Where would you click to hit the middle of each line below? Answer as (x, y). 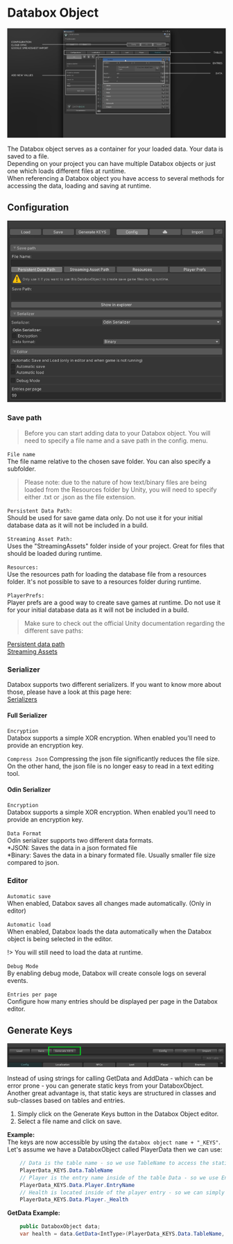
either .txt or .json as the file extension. (80, 497)
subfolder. (21, 468)
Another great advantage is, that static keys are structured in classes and (112, 1093)
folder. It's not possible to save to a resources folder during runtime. (104, 581)
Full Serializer (27, 715)
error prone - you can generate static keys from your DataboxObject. (106, 1086)
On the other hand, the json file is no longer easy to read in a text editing (111, 766)
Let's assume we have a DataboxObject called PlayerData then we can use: (115, 1150)
